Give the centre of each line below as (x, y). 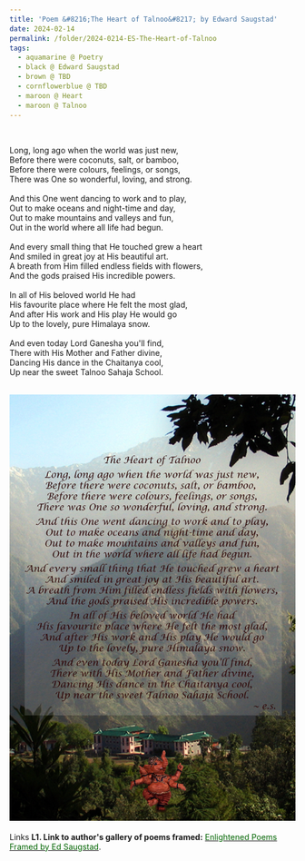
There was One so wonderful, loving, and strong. (101, 179)
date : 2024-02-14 (42, 29)
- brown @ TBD (44, 77)
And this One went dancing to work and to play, (98, 198)
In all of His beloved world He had (73, 294)
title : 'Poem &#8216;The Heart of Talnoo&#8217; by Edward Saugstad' (144, 19)
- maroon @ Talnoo (53, 105)
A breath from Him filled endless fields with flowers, (106, 266)
